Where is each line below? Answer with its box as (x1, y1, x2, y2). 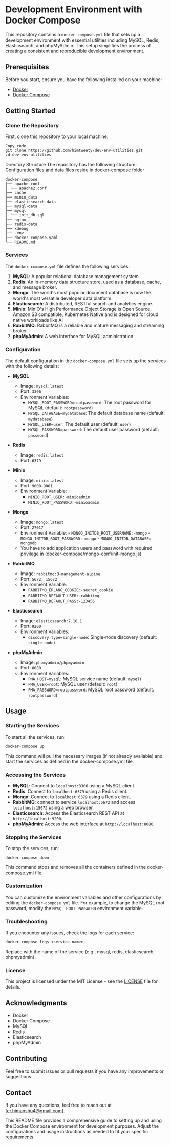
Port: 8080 (20, 665, 41, 671)
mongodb (20, 541, 37, 546)
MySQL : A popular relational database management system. (12, 273, 140, 279)
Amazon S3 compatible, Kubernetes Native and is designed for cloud (12, 311, 159, 318)
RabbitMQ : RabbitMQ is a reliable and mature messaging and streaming (12, 322, 165, 328)
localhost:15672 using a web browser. (12, 804, 94, 811)
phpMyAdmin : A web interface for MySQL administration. (12, 333, 135, 339)
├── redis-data (5, 222, 38, 227)
